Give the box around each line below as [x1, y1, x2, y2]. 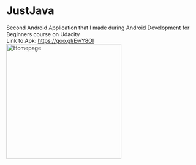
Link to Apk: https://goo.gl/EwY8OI [6, 37, 94, 44]
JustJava [6, 4, 55, 18]
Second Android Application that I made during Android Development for [6, 24, 190, 31]
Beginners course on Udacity [6, 30, 80, 37]
